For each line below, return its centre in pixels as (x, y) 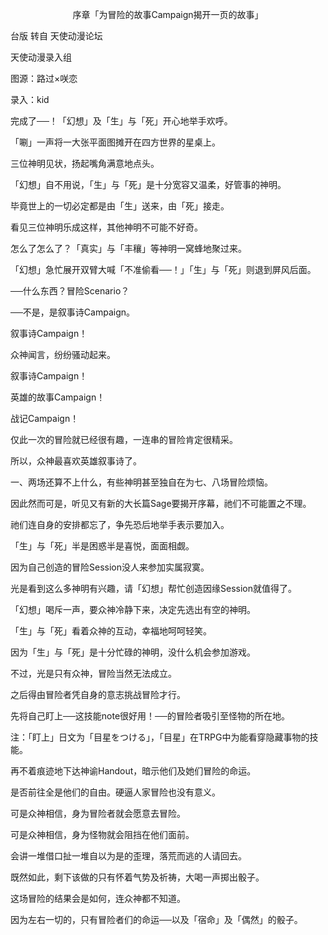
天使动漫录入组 (41, 57)
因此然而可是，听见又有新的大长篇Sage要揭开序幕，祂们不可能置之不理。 (161, 503)
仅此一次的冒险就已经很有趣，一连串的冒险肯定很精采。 (124, 439)
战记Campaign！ (45, 418)
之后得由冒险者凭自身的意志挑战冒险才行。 (98, 694)
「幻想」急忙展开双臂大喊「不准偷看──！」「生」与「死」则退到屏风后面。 (163, 269)
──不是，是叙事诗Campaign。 (73, 312)
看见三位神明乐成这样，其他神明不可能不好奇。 (106, 227)
